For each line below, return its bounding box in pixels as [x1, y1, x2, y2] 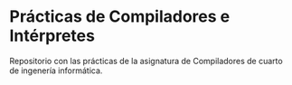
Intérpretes [9, 25, 95, 46]
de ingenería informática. [9, 65, 103, 76]
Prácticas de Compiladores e [9, 6, 231, 27]
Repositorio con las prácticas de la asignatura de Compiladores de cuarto [9, 55, 283, 66]
